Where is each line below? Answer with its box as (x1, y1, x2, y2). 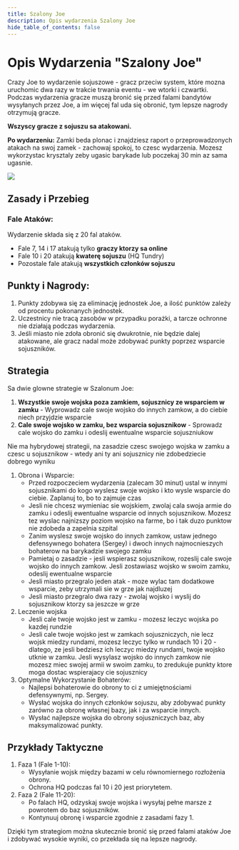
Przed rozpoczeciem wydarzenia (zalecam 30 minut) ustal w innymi (28, 478, 228, 487)
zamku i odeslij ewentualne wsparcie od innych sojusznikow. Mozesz (28, 508, 232, 517)
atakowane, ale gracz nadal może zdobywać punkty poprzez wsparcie (17, 337, 225, 345)
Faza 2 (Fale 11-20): (17, 791, 76, 799)
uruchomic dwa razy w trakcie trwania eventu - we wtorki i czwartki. (7, 86, 208, 94)
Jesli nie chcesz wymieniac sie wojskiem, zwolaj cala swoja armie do (28, 501, 232, 510)
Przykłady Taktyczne (7, 742, 103, 754)
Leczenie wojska (17, 607, 68, 615)
